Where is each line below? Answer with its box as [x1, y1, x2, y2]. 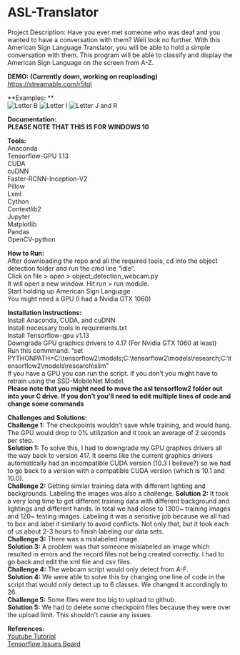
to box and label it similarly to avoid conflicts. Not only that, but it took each [7, 519, 229, 528]
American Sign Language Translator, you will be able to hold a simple [7, 43, 211, 51]
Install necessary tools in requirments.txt [7, 323, 127, 332]
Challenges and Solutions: [7, 413, 88, 421]
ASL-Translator [7, 4, 99, 21]
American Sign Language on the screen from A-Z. [7, 58, 154, 66]
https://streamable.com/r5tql [7, 79, 92, 88]
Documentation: [7, 115, 57, 124]
